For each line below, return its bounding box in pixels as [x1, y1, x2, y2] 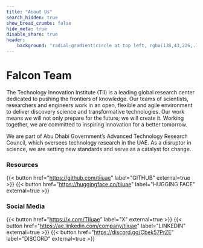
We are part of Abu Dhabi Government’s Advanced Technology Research [6, 132, 188, 140]
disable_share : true [6, 31, 59, 38]
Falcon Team [6, 69, 72, 82]
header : [6, 37, 26, 43]
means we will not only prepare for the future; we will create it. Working [6, 114, 184, 122]
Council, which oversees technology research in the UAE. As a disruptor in [6, 139, 192, 146]
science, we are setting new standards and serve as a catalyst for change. [6, 145, 192, 152]
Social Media [6, 202, 45, 210]
